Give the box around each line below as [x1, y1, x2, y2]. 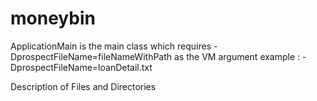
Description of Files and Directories [10, 80, 157, 92]
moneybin [10, 7, 96, 30]
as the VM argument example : [174, 50, 301, 62]
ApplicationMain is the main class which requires [10, 40, 212, 52]
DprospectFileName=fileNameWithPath [10, 50, 173, 62]
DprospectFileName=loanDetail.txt [10, 61, 153, 73]
